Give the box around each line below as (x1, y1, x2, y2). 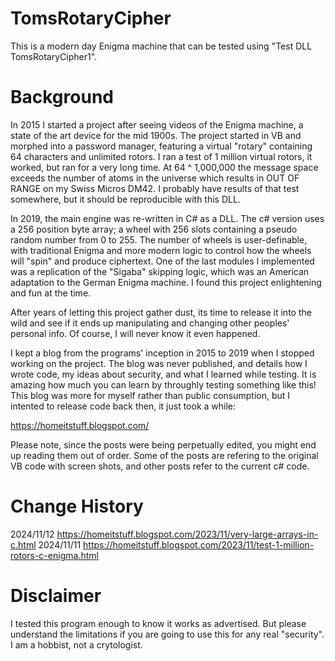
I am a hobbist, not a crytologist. (10, 638, 143, 651)
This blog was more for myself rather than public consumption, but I (10, 389, 291, 401)
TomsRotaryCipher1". (10, 50, 98, 62)
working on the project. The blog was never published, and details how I (10, 357, 308, 369)
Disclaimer (10, 585, 102, 607)
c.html (10, 538, 37, 551)
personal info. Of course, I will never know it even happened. (10, 327, 261, 339)
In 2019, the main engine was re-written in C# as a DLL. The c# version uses (10, 212, 325, 224)
